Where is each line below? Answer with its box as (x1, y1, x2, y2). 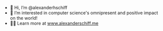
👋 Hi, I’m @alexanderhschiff (10, 5, 68, 10)
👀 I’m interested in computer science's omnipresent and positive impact (10, 10, 158, 16)
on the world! (10, 15, 38, 21)
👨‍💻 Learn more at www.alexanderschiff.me (10, 20, 99, 26)
